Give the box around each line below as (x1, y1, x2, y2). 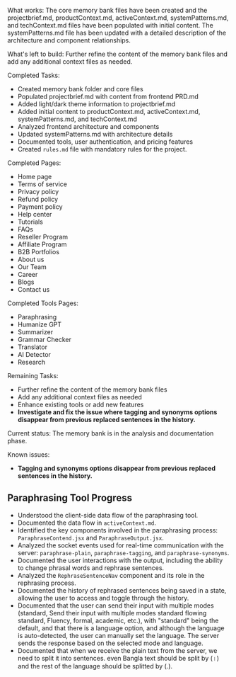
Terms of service (17, 180, 67, 188)
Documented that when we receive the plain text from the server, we (17, 646, 218, 654)
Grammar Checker (17, 336, 72, 343)
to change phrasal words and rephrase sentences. (17, 563, 165, 572)
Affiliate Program (17, 240, 67, 249)
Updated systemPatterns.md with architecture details (17, 130, 173, 138)
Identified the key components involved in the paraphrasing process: (17, 525, 218, 534)
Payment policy (17, 203, 63, 211)
